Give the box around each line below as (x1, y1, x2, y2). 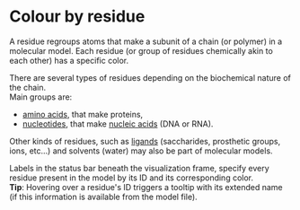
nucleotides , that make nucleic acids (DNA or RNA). (22, 118, 214, 129)
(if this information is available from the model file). (9, 191, 198, 202)
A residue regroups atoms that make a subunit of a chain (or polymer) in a (9, 36, 283, 47)
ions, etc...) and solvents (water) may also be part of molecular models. (9, 145, 273, 156)
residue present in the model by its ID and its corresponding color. (9, 172, 254, 183)
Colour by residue (9, 6, 146, 27)
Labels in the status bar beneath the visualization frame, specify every (9, 162, 269, 173)
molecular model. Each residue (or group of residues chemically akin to (9, 45, 274, 56)
